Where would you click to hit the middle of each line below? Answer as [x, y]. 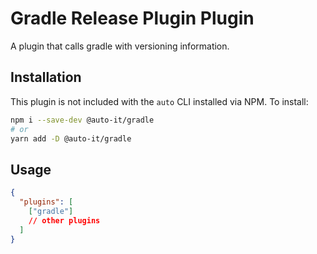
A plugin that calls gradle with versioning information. [120, 46]
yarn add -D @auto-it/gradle [71, 138]
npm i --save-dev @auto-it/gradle [82, 120]
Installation [46, 77]
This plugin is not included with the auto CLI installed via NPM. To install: [159, 101]
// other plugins [64, 220]
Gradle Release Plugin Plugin [132, 18]
